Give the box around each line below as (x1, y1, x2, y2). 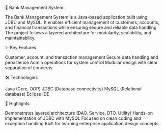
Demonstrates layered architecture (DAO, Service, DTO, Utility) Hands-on (5, 110, 153, 116)
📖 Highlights (5, 101, 30, 106)
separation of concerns (5, 65, 53, 71)
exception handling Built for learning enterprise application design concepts (5, 121, 159, 126)
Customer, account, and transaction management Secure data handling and (5, 54, 159, 60)
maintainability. (5, 35, 36, 41)
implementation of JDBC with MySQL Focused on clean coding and (5, 115, 141, 121)
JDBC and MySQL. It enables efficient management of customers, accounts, (5, 20, 160, 25)
